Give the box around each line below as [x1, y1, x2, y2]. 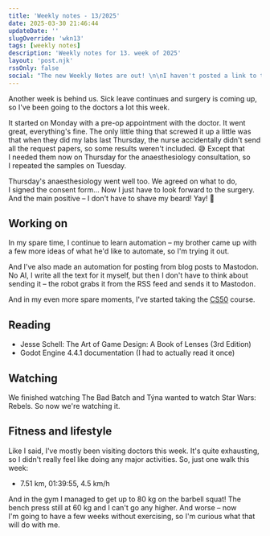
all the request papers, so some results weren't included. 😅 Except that [8, 143, 245, 153]
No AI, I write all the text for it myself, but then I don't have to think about [8, 270, 249, 280]
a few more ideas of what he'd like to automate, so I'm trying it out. [8, 246, 230, 256]
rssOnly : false [8, 64, 59, 72]
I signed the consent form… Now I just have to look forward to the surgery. [8, 184, 255, 194]
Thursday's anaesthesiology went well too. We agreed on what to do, [8, 176, 238, 186]
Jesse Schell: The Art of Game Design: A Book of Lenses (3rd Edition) [19, 340, 252, 349]
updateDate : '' [8, 27, 59, 35]
